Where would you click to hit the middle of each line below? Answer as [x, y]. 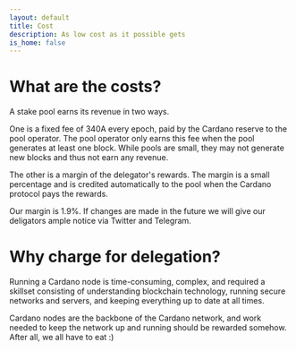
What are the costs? [85, 87]
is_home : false [38, 43]
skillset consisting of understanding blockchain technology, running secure [148, 291]
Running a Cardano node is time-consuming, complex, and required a [137, 282]
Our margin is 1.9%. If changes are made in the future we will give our [137, 211]
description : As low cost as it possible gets [97, 34]
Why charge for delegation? [115, 257]
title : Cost [31, 26]
